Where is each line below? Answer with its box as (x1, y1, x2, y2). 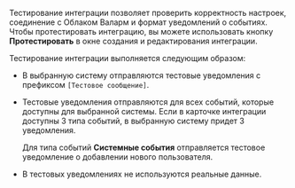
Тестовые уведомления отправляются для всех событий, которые (21, 97, 275, 107)
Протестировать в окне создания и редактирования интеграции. (9, 35, 259, 46)
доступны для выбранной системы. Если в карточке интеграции (21, 106, 267, 116)
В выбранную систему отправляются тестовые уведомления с (21, 70, 261, 81)
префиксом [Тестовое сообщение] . (21, 80, 150, 90)
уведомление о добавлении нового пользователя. (21, 152, 213, 162)
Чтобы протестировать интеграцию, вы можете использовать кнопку (9, 27, 274, 36)
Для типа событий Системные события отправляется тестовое (21, 142, 266, 153)
